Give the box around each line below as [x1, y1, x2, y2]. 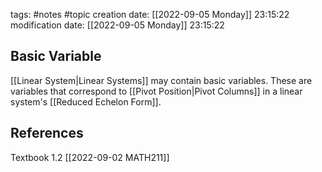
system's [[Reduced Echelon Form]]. [10, 95, 162, 108]
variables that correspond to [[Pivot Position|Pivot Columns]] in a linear [10, 85, 303, 97]
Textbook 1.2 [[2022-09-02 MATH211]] [10, 151, 170, 163]
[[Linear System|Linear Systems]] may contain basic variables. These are [10, 74, 313, 86]
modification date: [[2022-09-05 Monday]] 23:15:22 [10, 19, 225, 31]
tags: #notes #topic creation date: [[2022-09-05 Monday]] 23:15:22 [10, 9, 290, 20]
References [10, 125, 84, 142]
